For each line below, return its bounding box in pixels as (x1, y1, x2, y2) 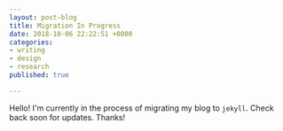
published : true (9, 71, 69, 80)
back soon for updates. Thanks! (9, 112, 126, 122)
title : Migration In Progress (9, 21, 122, 30)
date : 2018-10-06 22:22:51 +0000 (9, 29, 133, 38)
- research (9, 63, 50, 72)
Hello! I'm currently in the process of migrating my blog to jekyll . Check (9, 103, 274, 113)
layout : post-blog (9, 12, 77, 22)
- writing (9, 46, 46, 55)
